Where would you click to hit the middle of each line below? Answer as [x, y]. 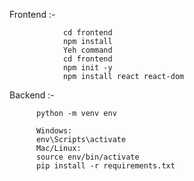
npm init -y [87, 68]
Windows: [54, 131]
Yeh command [87, 50]
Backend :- [32, 95]
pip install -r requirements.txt [105, 166]
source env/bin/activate [87, 157]
